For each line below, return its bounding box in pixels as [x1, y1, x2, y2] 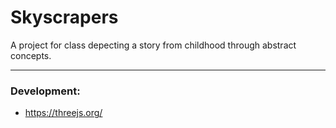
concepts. [10, 49, 52, 61]
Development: [10, 84, 81, 98]
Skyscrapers [10, 6, 119, 29]
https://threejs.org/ [24, 107, 103, 119]
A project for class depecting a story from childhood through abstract [10, 39, 297, 51]
